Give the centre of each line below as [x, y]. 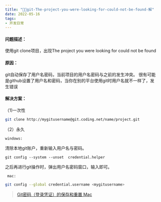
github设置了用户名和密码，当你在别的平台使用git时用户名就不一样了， [80, 80]
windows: [14, 139]
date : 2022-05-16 [23, 14]
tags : [10, 18]
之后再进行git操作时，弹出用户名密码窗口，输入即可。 [59, 167]
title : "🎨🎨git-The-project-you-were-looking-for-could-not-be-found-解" [80, 9]
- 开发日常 [15, 23]
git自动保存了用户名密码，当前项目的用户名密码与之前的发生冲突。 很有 [76, 74]
